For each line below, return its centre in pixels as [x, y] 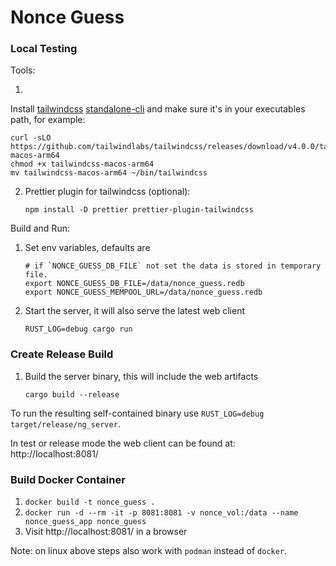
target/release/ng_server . [65, 423]
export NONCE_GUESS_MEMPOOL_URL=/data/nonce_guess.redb [143, 292]
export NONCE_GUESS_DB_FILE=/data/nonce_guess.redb [134, 284]
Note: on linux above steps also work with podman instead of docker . [149, 551]
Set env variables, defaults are [87, 248]
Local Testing [44, 49]
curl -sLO [31, 138]
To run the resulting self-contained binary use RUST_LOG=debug [137, 413]
